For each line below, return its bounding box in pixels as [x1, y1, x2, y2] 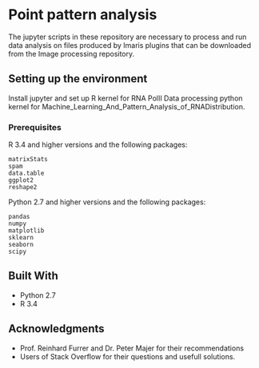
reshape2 [8, 184, 38, 192]
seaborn [8, 241, 34, 249]
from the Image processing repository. [8, 49, 135, 58]
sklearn [8, 234, 34, 242]
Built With [8, 269, 58, 283]
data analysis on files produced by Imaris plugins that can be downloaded [8, 40, 252, 49]
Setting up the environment [8, 72, 148, 85]
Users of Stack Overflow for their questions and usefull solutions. [19, 351, 236, 361]
